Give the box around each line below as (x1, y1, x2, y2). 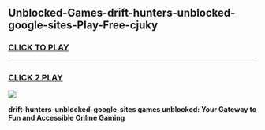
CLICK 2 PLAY (8, 72, 63, 83)
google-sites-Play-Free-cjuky (8, 19, 159, 32)
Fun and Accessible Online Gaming (8, 113, 125, 122)
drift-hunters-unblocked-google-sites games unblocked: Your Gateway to (8, 104, 257, 113)
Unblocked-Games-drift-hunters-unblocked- (8, 6, 236, 20)
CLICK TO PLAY (8, 43, 69, 54)
